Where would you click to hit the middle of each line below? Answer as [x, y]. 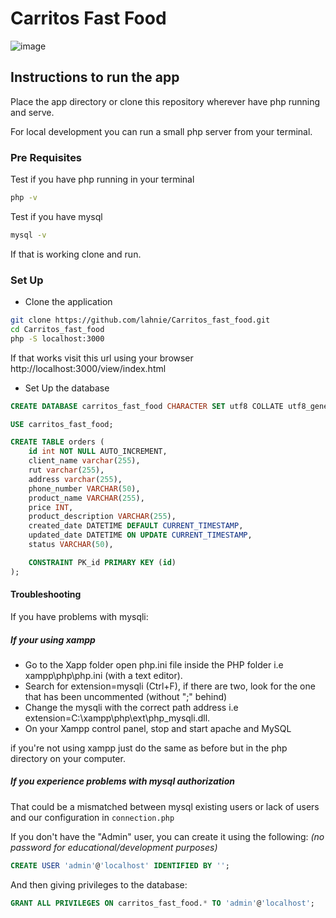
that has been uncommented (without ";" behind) [126, 696]
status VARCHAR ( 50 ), [71, 545]
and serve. [32, 112]
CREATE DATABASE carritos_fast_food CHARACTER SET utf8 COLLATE [147, 406]
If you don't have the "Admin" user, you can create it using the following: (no [167, 836]
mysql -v [28, 235]
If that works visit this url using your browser [102, 358]
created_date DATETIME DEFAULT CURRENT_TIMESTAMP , [136, 526]
